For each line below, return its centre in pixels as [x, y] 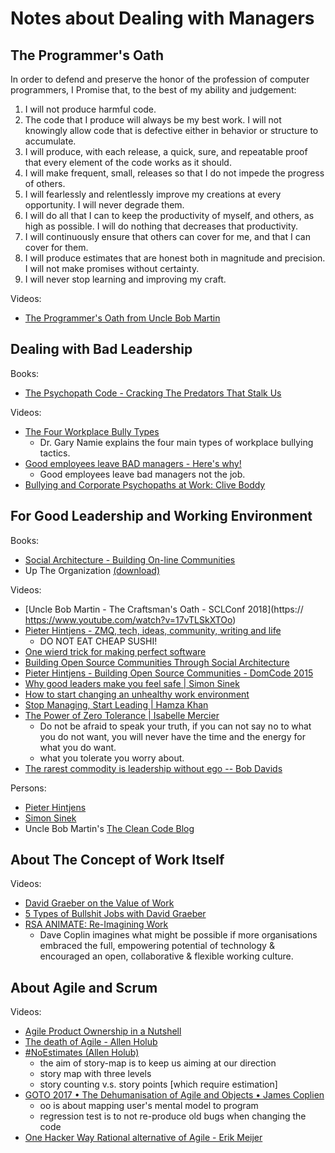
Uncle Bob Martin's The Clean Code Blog [109, 828]
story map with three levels [95, 1074]
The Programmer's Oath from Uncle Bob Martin [122, 318]
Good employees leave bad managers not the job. [142, 474]
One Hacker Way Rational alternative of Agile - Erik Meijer [143, 1138]
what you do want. [78, 747]
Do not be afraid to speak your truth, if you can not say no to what [175, 726]
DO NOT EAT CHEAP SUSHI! [98, 641]
